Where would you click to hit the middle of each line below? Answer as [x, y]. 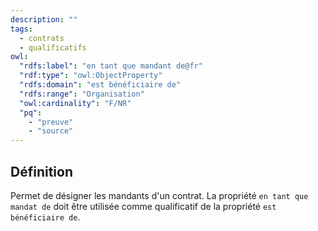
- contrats [42, 38]
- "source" [51, 131]
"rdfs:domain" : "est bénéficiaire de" [100, 85]
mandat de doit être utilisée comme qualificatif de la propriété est [143, 206]
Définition [41, 171]
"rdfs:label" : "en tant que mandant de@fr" [111, 66]
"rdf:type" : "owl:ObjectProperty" [91, 76]
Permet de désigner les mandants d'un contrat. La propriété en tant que [159, 195]
